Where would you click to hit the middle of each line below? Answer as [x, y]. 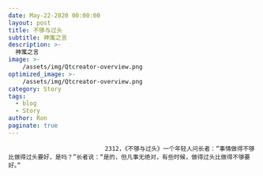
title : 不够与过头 [36, 30]
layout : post [30, 23]
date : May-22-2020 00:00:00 [54, 15]
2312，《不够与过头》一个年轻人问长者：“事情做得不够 [180, 148]
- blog [26, 103]
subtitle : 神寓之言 [38, 37]
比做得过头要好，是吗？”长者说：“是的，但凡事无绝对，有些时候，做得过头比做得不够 [126, 157]
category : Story [35, 89]
